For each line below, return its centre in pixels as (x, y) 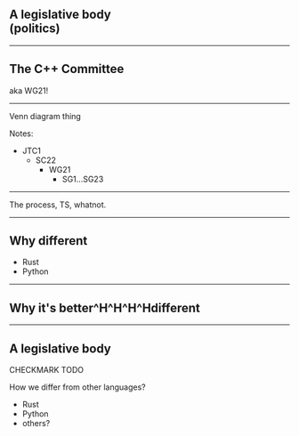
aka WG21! (29, 90)
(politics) (35, 29)
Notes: (21, 133)
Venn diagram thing (45, 116)
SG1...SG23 (83, 179)
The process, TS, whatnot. (58, 205)
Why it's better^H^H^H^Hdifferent (105, 307)
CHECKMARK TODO (47, 370)
